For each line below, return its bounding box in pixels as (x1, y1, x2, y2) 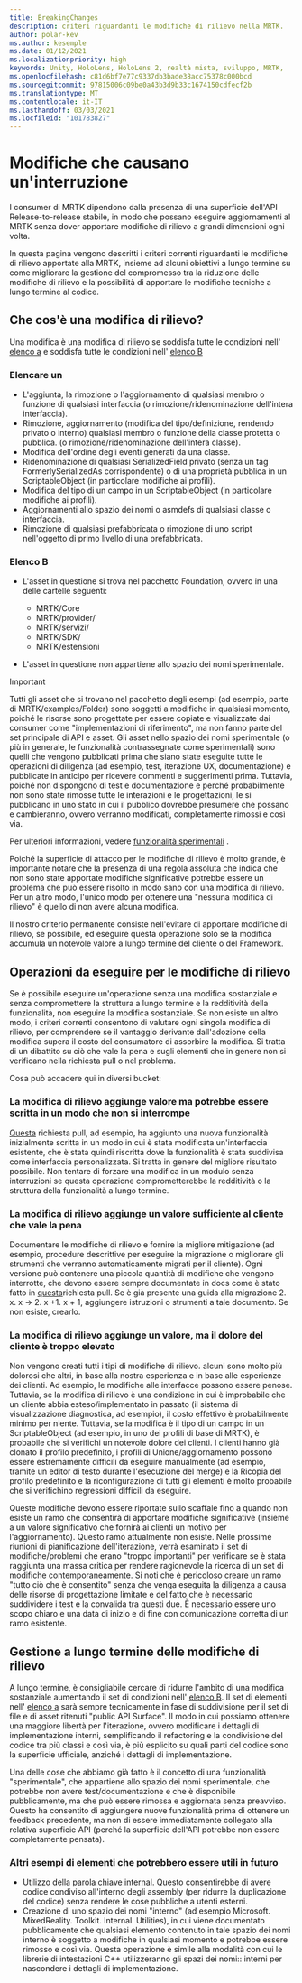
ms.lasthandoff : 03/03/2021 (9, 106, 115, 115)
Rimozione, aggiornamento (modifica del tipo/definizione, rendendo (22, 418, 275, 429)
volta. (9, 231, 31, 242)
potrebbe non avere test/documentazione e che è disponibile (9, 1785, 236, 1796)
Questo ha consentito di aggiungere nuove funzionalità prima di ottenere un (9, 1804, 290, 1815)
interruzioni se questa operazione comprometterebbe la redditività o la (9, 1175, 271, 1186)
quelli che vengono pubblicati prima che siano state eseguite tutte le (9, 751, 263, 763)
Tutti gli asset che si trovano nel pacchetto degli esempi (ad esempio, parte (9, 694, 288, 705)
